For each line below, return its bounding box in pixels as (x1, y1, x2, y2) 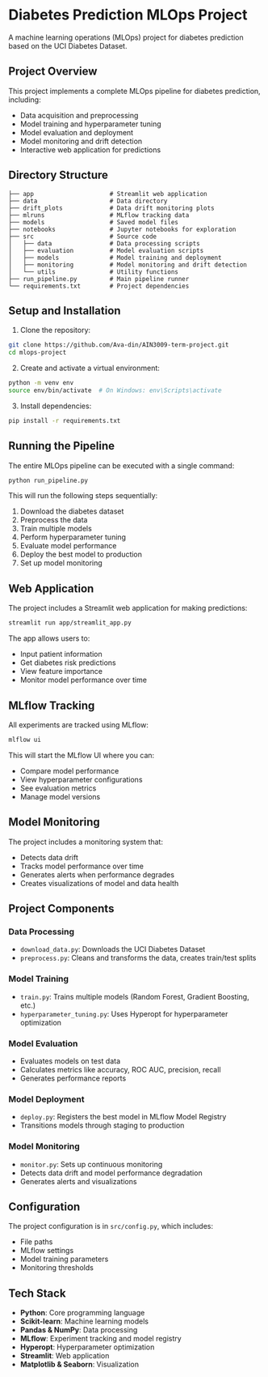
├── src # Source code (8, 232, 157, 241)
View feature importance (19, 667, 103, 676)
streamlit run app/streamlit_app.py (8, 619, 132, 627)
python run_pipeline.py (8, 476, 89, 484)
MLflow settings (19, 1246, 74, 1255)
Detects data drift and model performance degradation (19, 1168, 203, 1178)
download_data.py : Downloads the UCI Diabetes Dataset (19, 944, 206, 954)
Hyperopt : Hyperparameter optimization (19, 1342, 155, 1352)
